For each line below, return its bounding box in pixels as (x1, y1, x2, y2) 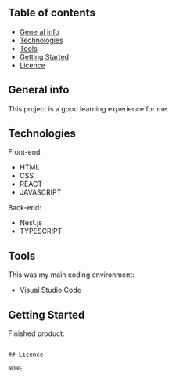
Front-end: (8, 148, 43, 157)
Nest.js (19, 218, 43, 228)
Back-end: (8, 203, 41, 213)
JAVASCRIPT (19, 188, 62, 197)
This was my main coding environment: (8, 270, 135, 279)
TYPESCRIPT (19, 227, 63, 236)
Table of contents (8, 6, 95, 20)
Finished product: (8, 329, 65, 338)
